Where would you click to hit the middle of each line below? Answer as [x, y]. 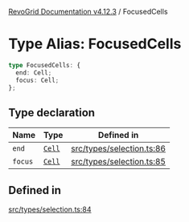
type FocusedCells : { [45, 65]
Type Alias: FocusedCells [95, 44]
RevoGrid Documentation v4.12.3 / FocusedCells [88, 12]
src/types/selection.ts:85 [119, 162]
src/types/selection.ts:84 [50, 210]
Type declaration [51, 113]
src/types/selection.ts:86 [119, 149]
